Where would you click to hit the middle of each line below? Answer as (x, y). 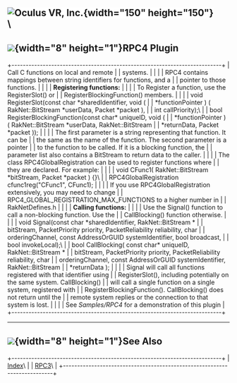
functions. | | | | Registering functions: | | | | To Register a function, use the (117, 87)
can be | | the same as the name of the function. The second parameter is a (117, 140)
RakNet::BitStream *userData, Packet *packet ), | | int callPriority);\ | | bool (115, 110)
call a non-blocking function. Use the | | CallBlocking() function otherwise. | (117, 215)
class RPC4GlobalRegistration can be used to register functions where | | (114, 162)
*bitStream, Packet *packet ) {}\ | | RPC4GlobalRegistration (93, 178)
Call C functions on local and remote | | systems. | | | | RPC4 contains (108, 73)
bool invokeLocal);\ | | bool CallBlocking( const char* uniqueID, (98, 245)
